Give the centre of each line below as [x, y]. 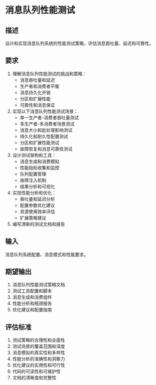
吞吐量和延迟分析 [37, 199]
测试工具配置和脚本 [32, 291]
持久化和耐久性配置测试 [44, 136]
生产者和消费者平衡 [40, 86]
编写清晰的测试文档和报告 [39, 224]
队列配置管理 [33, 174]
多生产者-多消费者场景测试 [47, 124]
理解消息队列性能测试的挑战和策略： [50, 74]
